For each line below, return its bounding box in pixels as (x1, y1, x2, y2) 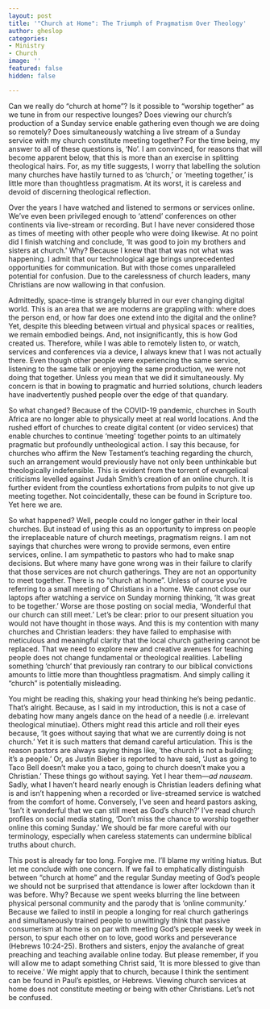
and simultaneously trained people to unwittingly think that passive (8, 915, 231, 925)
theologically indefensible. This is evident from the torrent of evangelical (8, 465, 249, 475)
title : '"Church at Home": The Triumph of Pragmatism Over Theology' (8, 19, 247, 27)
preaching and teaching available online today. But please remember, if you (8, 949, 259, 959)
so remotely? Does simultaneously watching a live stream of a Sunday (8, 127, 241, 136)
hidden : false (8, 72, 56, 80)
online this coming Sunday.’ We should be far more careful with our (8, 823, 231, 832)
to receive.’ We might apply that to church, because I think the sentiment (8, 966, 249, 977)
